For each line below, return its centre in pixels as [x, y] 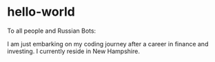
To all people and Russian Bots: [52, 31]
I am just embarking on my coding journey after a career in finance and [108, 44]
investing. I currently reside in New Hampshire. [73, 51]
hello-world [41, 12]
